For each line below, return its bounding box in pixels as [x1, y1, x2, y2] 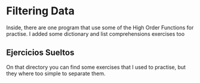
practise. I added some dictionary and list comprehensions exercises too [6, 30, 185, 37]
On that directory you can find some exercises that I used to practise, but [6, 63, 186, 70]
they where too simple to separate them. [6, 70, 106, 77]
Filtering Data [6, 4, 75, 18]
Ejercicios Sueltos [6, 48, 75, 58]
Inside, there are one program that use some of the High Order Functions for [6, 24, 194, 31]
